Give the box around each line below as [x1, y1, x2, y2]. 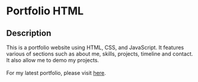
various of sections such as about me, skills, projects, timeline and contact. [6, 50, 193, 57]
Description [6, 28, 51, 38]
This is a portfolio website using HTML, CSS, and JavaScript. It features [6, 44, 184, 51]
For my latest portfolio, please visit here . [6, 69, 106, 76]
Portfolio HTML [6, 4, 84, 18]
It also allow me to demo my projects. [6, 57, 100, 63]
